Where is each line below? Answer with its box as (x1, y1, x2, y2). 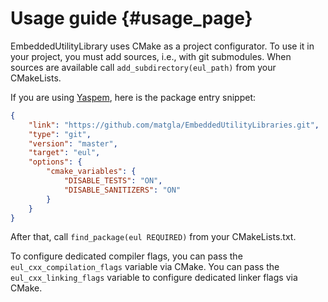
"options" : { (28, 157, 83, 167)
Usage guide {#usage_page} (10, 7, 253, 30)
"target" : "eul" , (28, 148, 101, 158)
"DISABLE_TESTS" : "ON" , (63, 176, 163, 186)
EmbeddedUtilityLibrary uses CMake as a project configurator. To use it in (10, 40, 315, 52)
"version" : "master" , (28, 138, 118, 149)
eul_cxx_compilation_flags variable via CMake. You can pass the (10, 261, 280, 273)
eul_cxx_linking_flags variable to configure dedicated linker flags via (10, 272, 298, 284)
